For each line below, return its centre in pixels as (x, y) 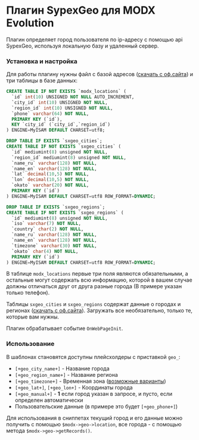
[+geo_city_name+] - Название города (62, 368)
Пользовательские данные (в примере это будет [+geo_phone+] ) (96, 406)
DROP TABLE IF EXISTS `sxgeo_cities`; (54, 141)
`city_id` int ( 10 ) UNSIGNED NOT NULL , (60, 102)
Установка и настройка (42, 61)
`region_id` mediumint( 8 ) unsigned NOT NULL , (69, 157)
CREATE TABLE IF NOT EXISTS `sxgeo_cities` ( (63, 146)
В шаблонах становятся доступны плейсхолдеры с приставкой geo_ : (93, 357)
